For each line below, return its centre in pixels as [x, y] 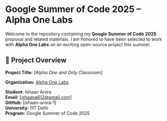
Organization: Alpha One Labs [37, 82]
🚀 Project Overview [36, 60]
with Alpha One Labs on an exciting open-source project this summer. [78, 44]
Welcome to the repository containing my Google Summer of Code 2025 [81, 34]
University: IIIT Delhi [27, 108]
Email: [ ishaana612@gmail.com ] [38, 97]
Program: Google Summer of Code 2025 [48, 113]
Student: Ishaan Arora [28, 92]
